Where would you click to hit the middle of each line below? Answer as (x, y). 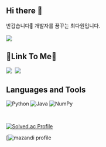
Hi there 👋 (24, 11)
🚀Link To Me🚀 (31, 57)
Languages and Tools (46, 90)
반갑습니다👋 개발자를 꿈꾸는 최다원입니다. (53, 25)
